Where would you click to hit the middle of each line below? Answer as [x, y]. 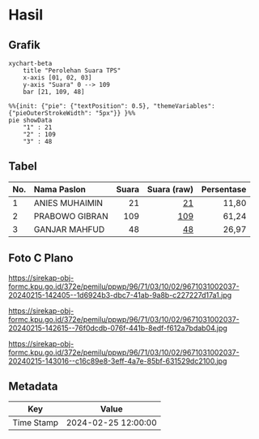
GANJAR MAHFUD [69, 229]
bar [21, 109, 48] [54, 92]
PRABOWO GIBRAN [71, 216]
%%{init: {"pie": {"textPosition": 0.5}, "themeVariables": [112, 106]
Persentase [224, 189]
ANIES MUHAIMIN [68, 203]
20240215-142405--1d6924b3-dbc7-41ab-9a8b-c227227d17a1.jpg [120, 295]
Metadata [33, 387]
